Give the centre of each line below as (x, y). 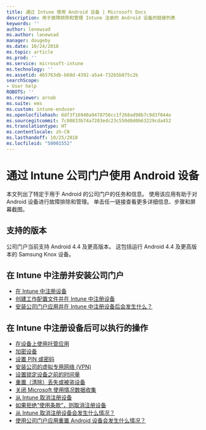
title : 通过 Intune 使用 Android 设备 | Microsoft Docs (76, 12)
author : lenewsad (29, 29)
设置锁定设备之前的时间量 (48, 375)
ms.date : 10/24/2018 (33, 47)
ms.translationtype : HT (37, 127)
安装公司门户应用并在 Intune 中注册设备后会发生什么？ (84, 307)
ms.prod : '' (21, 58)
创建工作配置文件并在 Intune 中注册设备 (65, 299)
